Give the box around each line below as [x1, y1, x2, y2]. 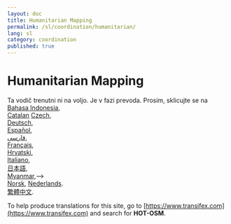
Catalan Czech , [7, 111, 52, 119]
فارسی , [7, 133, 28, 141]
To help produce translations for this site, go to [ [7, 201, 146, 210]
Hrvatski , [7, 148, 34, 156]
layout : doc [7, 10, 42, 17]
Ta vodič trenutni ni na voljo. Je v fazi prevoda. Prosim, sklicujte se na [7, 96, 208, 104]
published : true [7, 43, 55, 50]
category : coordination [7, 36, 77, 43]
